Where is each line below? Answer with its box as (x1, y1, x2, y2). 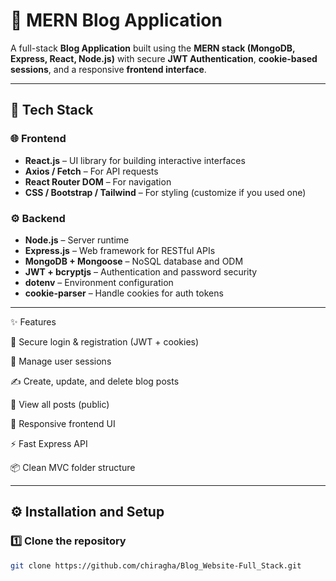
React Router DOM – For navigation (24, 175, 172, 188)
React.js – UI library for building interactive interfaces (24, 154, 246, 166)
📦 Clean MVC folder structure (10, 461, 136, 473)
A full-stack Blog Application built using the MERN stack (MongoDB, (10, 42, 296, 54)
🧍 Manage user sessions (10, 355, 112, 367)
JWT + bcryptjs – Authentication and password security (24, 265, 258, 278)
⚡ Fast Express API (10, 437, 88, 449)
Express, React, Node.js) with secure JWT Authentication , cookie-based (10, 52, 318, 64)
